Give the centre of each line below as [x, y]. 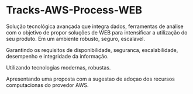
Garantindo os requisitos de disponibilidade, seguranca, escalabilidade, [92, 50]
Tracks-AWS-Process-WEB [74, 10]
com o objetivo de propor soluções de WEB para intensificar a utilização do [97, 32]
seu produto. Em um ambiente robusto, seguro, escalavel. [75, 39]
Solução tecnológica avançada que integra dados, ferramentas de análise [95, 26]
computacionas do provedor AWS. [47, 85]
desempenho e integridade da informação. [58, 56]
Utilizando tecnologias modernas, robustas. [58, 67]
